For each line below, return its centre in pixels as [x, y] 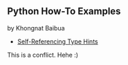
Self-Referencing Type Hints [57, 41]
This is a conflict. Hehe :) [43, 55]
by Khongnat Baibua [36, 28]
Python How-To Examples [64, 11]
